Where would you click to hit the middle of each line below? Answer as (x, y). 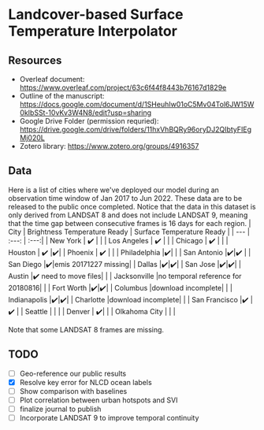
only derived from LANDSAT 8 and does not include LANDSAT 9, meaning (128, 215)
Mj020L (32, 138)
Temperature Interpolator (93, 31)
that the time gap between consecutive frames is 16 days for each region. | (130, 223)
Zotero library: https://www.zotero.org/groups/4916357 (109, 146)
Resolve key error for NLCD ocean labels (86, 382)
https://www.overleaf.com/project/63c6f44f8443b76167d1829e (123, 87)
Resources (35, 60)
